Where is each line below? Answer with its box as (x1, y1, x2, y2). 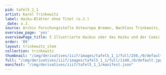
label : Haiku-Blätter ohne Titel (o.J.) (5, 16, 90, 21)
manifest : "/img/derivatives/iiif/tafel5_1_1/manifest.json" (5, 62, 134, 67)
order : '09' (5, 39, 30, 44)
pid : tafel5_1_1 (5, 7, 39, 12)
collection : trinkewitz (5, 48, 54, 53)
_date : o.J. (5, 21, 30, 26)
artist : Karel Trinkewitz (5, 12, 58, 17)
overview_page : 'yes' (5, 30, 50, 35)
